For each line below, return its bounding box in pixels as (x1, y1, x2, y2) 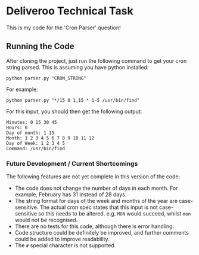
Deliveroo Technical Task (6, 4, 133, 18)
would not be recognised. (14, 217, 78, 224)
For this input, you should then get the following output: (6, 108, 142, 115)
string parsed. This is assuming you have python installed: (6, 63, 149, 71)
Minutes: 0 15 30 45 (6, 119, 58, 125)
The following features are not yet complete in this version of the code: (6, 173, 181, 180)
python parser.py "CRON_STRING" (6, 75, 86, 81)
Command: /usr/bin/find (6, 145, 66, 151)
